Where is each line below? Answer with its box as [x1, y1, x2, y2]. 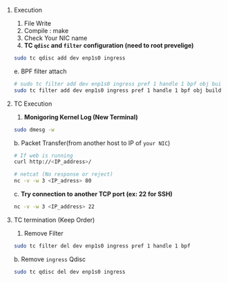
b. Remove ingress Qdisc [13, 255, 86, 263]
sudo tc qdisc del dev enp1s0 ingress [13, 268, 126, 275]
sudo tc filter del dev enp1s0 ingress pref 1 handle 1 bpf [13, 242, 191, 250]
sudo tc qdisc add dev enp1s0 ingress [13, 55, 126, 62]
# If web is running [13, 152, 73, 159]
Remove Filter [23, 229, 64, 237]
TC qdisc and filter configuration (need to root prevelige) [23, 41, 194, 49]
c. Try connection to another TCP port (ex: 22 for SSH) [13, 190, 173, 198]
